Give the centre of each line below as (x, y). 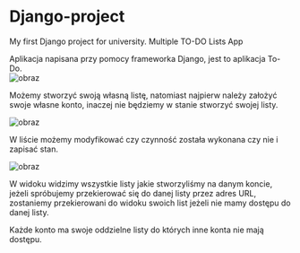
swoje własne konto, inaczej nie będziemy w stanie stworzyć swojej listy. (144, 104)
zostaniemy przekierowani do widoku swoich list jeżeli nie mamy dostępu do (150, 203)
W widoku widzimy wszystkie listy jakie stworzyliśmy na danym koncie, (141, 183)
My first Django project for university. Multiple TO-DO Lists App (126, 41)
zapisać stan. (34, 149)
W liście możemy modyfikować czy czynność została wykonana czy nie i (144, 139)
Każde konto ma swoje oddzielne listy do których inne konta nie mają (137, 230)
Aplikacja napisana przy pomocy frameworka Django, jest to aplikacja (137, 58)
